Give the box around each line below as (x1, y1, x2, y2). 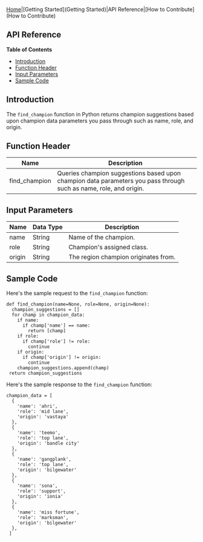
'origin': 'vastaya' (17, 414, 69, 420)
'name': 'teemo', (17, 430, 61, 436)
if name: (17, 317, 39, 324)
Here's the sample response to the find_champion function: (6, 381, 153, 388)
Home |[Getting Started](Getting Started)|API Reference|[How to (6, 6, 165, 13)
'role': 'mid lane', (17, 409, 69, 415)
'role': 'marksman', (17, 515, 69, 521)
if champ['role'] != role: (22, 338, 91, 345)
